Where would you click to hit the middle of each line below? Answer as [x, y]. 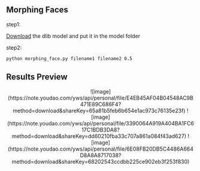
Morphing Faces [37, 10]
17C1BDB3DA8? [101, 130]
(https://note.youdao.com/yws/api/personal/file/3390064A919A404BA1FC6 [101, 123]
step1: [13, 24]
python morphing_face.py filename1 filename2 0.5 [69, 58]
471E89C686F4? [101, 104]
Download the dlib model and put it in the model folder [73, 36]
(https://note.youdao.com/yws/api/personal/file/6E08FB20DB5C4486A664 [101, 149]
